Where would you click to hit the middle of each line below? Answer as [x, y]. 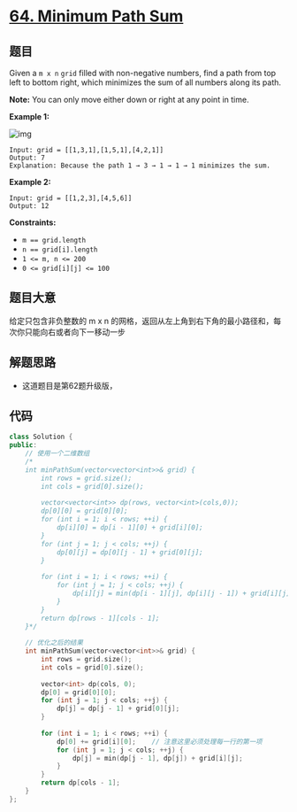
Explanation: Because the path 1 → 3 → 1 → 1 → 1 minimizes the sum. [140, 166]
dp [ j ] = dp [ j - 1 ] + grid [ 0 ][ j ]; [118, 709]
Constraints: [33, 222]
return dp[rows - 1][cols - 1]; [101, 618]
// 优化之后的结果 [54, 643]
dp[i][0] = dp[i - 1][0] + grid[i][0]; [129, 528]
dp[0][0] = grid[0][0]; [84, 511]
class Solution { [41, 437]
